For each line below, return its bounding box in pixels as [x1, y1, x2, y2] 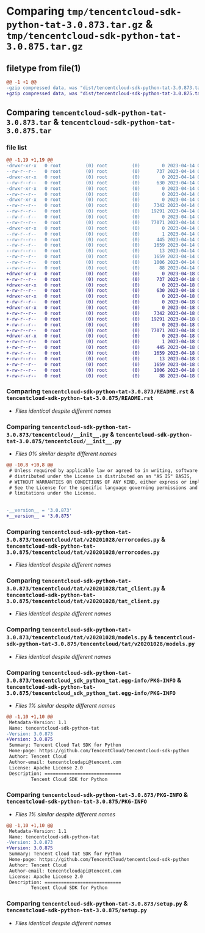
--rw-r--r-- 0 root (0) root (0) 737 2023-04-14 [6, 169, 195, 175]
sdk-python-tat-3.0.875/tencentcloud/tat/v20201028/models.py [6, 641, 195, 648]
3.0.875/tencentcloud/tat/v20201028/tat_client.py [6, 598, 160, 604]
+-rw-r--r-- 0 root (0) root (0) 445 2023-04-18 [6, 344, 195, 350]
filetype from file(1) [6, 63, 81, 73]
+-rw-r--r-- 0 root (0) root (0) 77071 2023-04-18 [6, 327, 195, 333]
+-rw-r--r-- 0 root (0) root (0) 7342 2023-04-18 [6, 310, 195, 316]
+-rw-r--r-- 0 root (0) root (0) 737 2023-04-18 [6, 276, 195, 282]
